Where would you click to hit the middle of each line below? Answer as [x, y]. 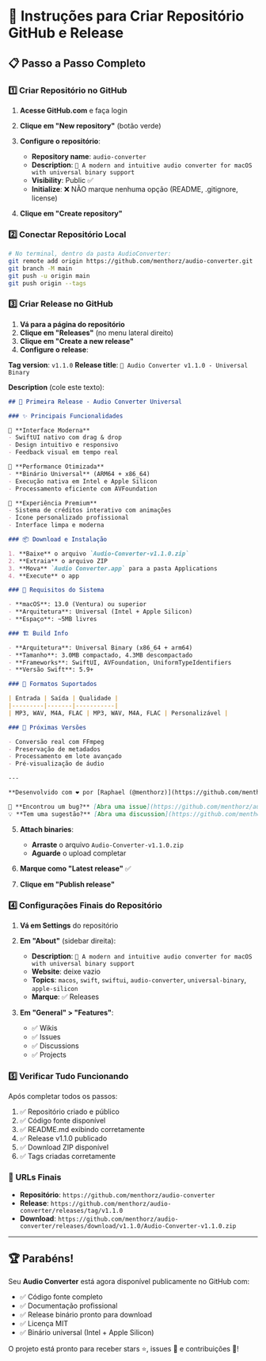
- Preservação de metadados [55, 749]
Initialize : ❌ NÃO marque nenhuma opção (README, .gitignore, [135, 189]
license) [44, 198]
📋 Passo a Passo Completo [77, 63]
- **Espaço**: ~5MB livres [53, 620]
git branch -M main [40, 269]
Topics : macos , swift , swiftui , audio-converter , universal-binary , [139, 980]
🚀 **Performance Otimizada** [56, 467]
